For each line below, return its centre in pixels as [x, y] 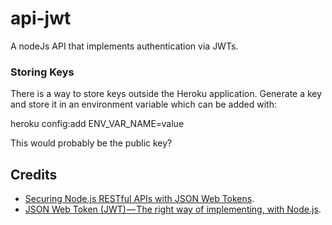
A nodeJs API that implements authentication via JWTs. [124, 46]
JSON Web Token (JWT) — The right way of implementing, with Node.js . [173, 209]
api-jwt [41, 18]
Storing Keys [42, 72]
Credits [34, 174]
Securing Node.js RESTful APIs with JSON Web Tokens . [139, 199]
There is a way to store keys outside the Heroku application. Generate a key [166, 94]
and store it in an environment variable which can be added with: [144, 104]
